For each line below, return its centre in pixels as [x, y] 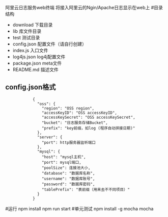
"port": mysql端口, [61, 162]
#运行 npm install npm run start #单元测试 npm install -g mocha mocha [79, 208]
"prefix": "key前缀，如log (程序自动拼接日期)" [88, 128]
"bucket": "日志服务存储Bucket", [75, 123]
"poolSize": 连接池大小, [66, 168]
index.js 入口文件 [30, 50]
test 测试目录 [26, 38]
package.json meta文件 [37, 63]
